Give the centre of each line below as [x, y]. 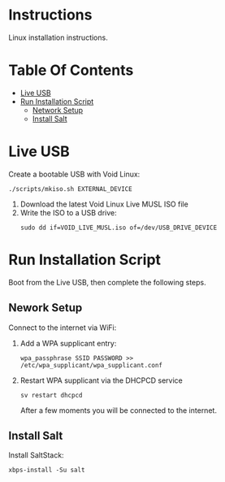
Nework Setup [45, 308]
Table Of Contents [71, 70]
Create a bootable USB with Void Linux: [74, 174]
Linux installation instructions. [58, 37]
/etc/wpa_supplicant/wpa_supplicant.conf [91, 365]
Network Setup [58, 110]
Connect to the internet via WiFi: [63, 328]
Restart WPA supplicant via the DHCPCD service [101, 380]
